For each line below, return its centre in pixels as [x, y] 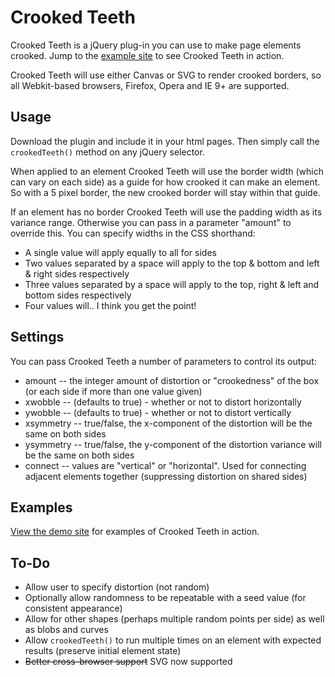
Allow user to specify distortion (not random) [117, 587]
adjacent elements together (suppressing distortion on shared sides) [166, 476]
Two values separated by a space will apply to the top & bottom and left [172, 263]
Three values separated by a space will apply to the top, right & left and [172, 284]
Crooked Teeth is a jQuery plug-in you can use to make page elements [156, 45]
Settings [37, 337]
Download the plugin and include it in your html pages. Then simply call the [165, 141]
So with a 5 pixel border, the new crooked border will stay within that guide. [165, 192]
